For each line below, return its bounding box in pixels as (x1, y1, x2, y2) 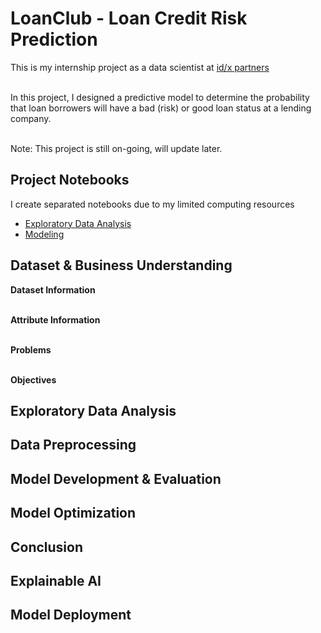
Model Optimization (10, 505, 137, 522)
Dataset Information (10, 283, 96, 296)
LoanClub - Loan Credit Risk (10, 7, 248, 30)
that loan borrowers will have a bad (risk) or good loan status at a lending (10, 102, 312, 114)
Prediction (10, 28, 98, 51)
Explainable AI (10, 572, 102, 589)
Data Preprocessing (10, 437, 137, 454)
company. (10, 112, 52, 124)
